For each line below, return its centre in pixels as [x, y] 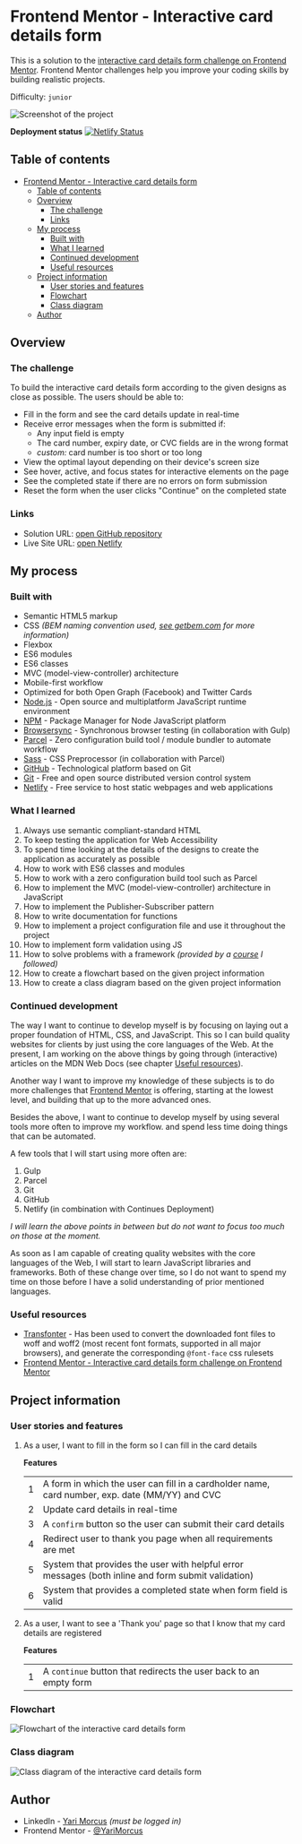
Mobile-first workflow [63, 683]
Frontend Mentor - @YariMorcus [83, 1831]
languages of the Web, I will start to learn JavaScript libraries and [131, 1263]
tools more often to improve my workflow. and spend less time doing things [149, 1127]
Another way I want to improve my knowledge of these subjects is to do [142, 1081]
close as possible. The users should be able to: [97, 397]
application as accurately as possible [91, 858]
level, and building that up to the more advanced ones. [111, 1100]
